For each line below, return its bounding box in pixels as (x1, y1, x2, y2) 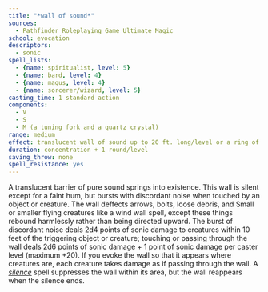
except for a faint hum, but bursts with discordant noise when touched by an (8, 191, 260, 201)
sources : (8, 19, 38, 27)
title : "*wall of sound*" (8, 11, 94, 20)
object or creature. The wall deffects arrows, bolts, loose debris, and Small (8, 199, 254, 209)
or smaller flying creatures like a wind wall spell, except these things (8, 208, 234, 218)
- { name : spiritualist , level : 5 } (15, 64, 130, 72)
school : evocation (8, 34, 70, 42)
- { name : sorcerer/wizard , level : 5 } (15, 86, 142, 94)
